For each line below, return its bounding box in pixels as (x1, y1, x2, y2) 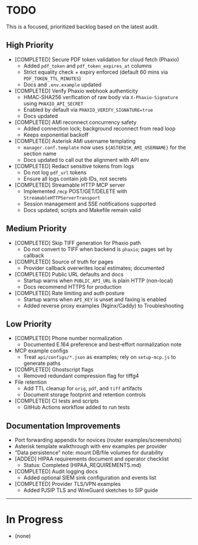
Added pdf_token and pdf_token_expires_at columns (23, 62, 152, 69)
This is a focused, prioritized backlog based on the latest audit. (6, 23, 159, 30)
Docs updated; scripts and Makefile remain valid (23, 206, 141, 213)
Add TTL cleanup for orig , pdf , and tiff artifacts (23, 385, 143, 392)
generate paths (23, 360, 61, 367)
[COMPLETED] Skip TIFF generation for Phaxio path (14, 239, 141, 246)
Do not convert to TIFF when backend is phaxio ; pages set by (23, 246, 173, 253)
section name (23, 150, 57, 157)
